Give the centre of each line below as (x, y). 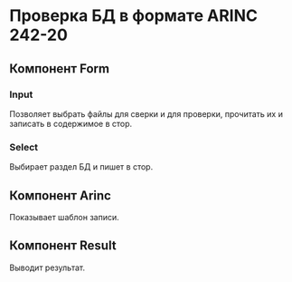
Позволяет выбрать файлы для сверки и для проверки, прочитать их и (146, 113)
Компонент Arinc (60, 195)
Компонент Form (60, 68)
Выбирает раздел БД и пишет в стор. (81, 167)
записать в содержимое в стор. (71, 123)
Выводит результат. (47, 267)
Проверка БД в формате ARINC (133, 16)
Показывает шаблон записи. (64, 217)
